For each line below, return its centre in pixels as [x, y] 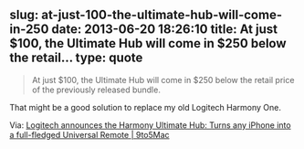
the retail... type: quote [76, 58]
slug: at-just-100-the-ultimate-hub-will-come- [146, 15]
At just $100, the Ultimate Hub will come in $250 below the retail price [163, 80]
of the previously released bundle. [96, 90]
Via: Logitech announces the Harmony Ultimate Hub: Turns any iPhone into [150, 125]
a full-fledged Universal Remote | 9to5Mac [90, 134]
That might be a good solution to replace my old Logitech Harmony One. [145, 107]
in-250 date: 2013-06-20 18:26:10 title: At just [144, 30]
